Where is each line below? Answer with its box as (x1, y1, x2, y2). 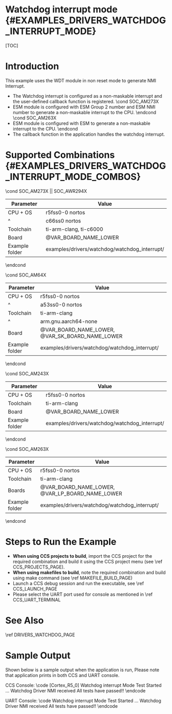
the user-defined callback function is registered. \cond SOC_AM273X (12, 98, 159, 104)
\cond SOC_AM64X (5, 271, 47, 278)
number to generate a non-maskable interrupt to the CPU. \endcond (12, 109, 156, 115)
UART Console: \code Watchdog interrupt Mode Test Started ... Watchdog (5, 698, 161, 704)
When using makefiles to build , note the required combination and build (12, 569, 166, 575)
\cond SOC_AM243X (5, 370, 49, 376)
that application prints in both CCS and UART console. (5, 672, 120, 678)
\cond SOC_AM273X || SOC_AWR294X (5, 188, 87, 194)
